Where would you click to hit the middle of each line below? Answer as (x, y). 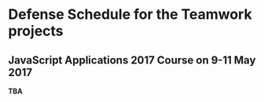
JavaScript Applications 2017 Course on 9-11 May (132, 60)
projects (36, 31)
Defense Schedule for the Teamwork (130, 15)
